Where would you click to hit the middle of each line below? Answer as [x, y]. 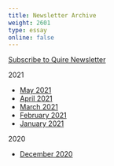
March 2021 [39, 107]
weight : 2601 [29, 23]
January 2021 [42, 124]
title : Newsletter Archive [52, 15]
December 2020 [46, 154]
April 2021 [36, 98]
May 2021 [35, 90]
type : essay [28, 30]
